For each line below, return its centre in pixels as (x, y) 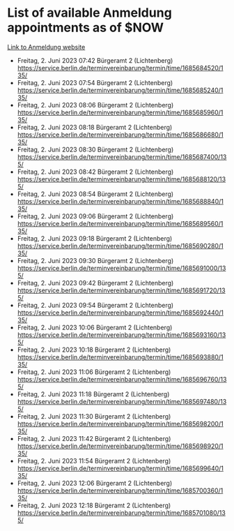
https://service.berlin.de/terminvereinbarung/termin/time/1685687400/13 (122, 157)
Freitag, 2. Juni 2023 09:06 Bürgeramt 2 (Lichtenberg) (95, 216)
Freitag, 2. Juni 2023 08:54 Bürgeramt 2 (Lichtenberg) (95, 194)
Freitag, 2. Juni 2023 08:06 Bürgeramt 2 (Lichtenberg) (95, 105)
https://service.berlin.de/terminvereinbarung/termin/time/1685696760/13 (122, 379)
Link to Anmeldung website (46, 47)
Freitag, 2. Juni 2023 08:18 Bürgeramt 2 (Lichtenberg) (95, 127)
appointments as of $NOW (86, 28)
